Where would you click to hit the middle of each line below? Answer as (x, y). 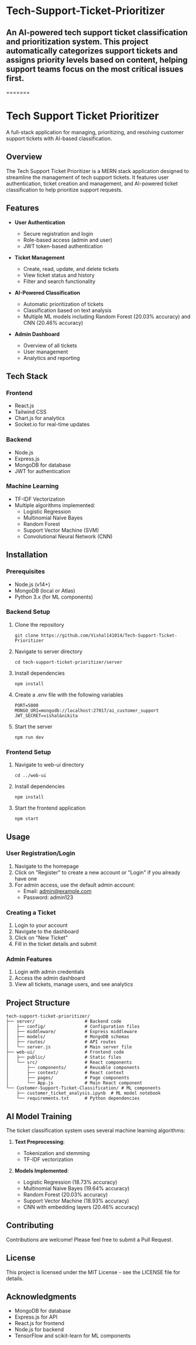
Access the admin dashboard (50, 978)
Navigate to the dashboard (47, 932)
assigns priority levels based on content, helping (97, 60)
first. (15, 78)
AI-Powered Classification (47, 293)
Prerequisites (25, 572)
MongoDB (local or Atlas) (45, 590)
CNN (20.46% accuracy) (53, 322)
